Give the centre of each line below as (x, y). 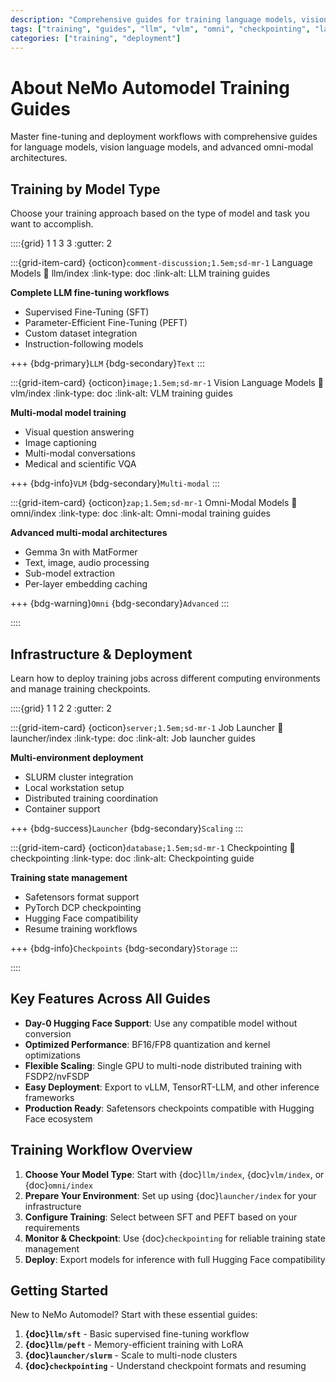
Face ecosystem (58, 1118)
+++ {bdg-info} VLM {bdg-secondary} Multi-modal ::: (115, 483)
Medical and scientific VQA (80, 464)
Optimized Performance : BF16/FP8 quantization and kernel (147, 1044)
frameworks (49, 1097)
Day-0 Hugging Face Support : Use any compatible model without (161, 1023)
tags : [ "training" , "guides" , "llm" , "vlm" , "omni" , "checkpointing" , (160, 29)
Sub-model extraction (69, 573)
